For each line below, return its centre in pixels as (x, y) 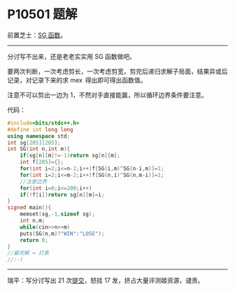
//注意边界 (34, 182)
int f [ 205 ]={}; (42, 162)
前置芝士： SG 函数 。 (37, 35)
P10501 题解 (43, 14)
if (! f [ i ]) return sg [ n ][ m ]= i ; (62, 194)
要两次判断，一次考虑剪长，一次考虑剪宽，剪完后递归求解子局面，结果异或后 (117, 71)
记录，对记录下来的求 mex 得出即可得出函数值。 (77, 80)
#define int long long (40, 129)
